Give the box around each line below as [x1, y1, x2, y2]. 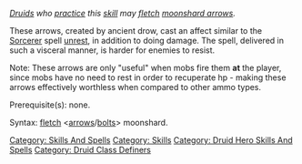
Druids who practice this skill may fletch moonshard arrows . [9, 8, 237, 18]
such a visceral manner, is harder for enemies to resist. [9, 45, 216, 56]
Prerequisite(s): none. [9, 99, 91, 110]
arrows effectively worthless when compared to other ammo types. [9, 82, 262, 92]
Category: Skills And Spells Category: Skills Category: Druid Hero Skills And [9, 135, 293, 145]
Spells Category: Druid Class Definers [9, 145, 152, 155]
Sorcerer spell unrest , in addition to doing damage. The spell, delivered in [9, 36, 285, 46]
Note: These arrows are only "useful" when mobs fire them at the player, [9, 63, 282, 73]
